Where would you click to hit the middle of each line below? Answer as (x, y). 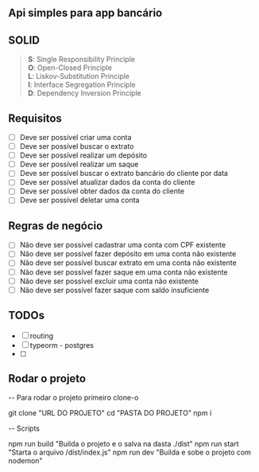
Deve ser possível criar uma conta (75, 138)
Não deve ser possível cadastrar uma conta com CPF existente (123, 245)
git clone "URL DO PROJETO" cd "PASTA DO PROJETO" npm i (110, 413)
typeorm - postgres (62, 345)
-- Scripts (24, 428)
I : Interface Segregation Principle (82, 85)
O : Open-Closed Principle (70, 68)
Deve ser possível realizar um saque (79, 164)
